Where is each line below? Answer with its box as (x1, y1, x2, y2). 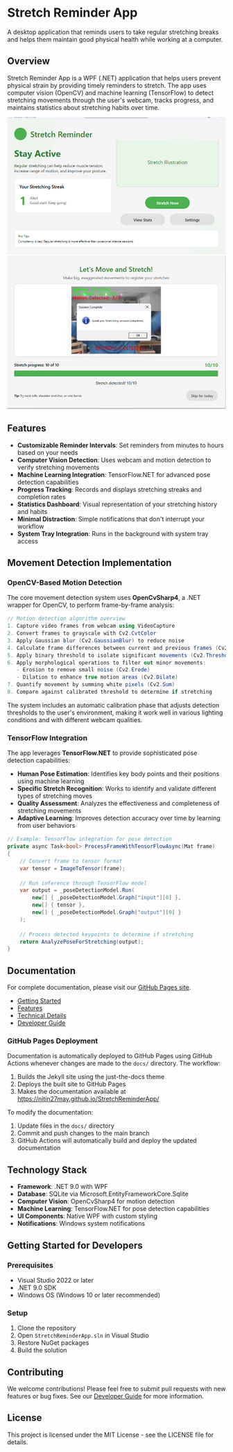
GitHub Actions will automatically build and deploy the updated (17, 1137, 198, 1145)
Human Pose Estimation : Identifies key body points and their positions (17, 769, 220, 778)
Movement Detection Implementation (7, 557, 172, 569)
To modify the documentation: (7, 1108, 94, 1117)
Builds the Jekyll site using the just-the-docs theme (17, 1073, 165, 1081)
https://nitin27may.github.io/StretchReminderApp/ (17, 1095, 159, 1103)
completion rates (17, 492, 66, 501)
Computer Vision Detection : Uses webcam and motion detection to (17, 456, 212, 464)
